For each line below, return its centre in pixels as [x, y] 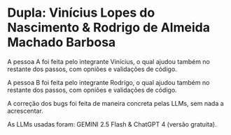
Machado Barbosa [62, 42]
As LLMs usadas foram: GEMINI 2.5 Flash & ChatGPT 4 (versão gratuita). [112, 124]
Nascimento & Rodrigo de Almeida [108, 27]
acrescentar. [25, 111]
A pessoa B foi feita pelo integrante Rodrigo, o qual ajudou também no [108, 82]
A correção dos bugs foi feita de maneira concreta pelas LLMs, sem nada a [115, 103]
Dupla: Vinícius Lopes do [81, 13]
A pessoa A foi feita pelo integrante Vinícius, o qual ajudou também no [108, 61]
